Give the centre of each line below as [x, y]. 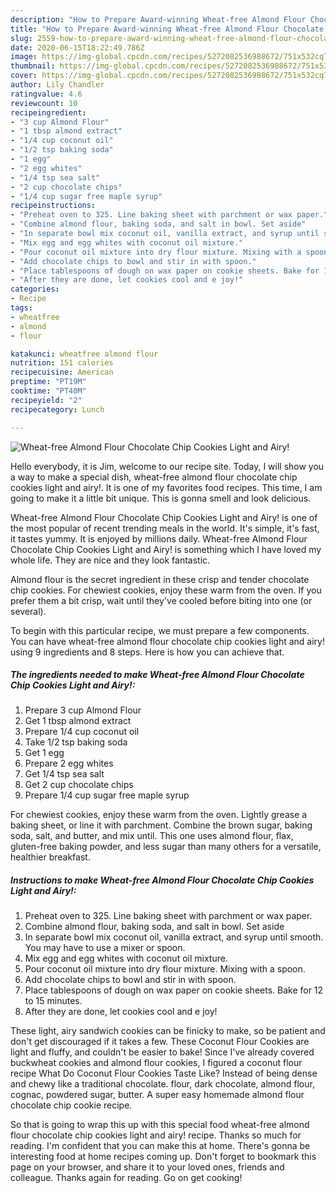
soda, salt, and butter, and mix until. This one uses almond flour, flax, [152, 836]
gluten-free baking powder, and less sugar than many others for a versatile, [166, 847]
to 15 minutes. [53, 1001]
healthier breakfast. [50, 857]
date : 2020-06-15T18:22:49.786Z [77, 47]
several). [28, 611]
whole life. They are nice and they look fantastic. [110, 560]
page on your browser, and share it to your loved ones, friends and [147, 1167]
